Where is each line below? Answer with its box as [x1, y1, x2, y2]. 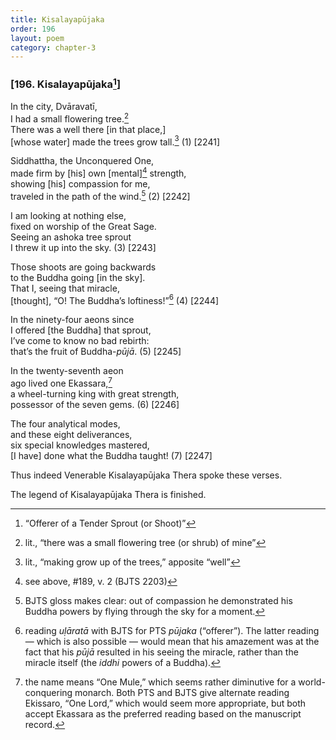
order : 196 [10, 24, 56, 34]
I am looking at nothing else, [10, 209, 127, 221]
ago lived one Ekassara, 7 [10, 376, 113, 389]
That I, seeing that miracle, [10, 282, 120, 294]
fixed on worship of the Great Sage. [10, 220, 157, 232]
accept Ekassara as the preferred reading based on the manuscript [24, 707, 302, 720]
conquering [24, 686, 73, 698]
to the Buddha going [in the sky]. [10, 271, 146, 283]
